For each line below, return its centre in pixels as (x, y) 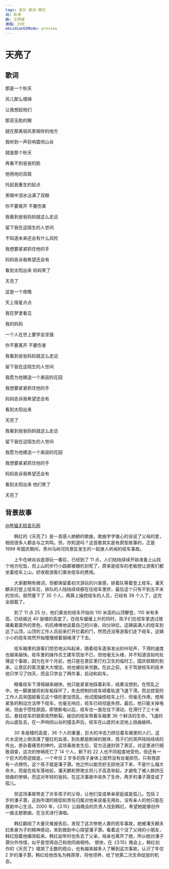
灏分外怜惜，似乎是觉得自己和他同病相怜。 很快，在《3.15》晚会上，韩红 (80, 842)
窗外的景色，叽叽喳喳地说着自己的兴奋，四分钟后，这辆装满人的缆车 (89, 625)
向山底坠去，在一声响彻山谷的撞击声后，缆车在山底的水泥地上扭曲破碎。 (80, 722)
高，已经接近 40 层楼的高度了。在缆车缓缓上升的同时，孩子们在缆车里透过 (82, 619)
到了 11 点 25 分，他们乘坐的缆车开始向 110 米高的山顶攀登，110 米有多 (87, 612)
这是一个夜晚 (18, 292)
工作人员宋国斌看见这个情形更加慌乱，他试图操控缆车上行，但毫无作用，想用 (84, 697)
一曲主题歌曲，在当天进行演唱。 (38, 813)
